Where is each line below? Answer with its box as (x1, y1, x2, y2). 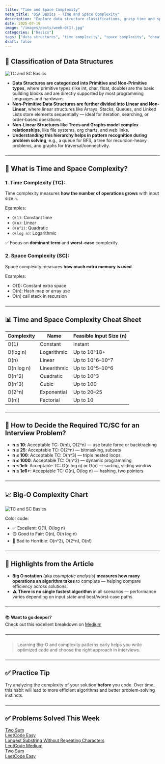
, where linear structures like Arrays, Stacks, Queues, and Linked (25, 106, 157, 112)
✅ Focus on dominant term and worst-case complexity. (5, 240, 119, 246)
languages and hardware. (12, 95, 64, 101)
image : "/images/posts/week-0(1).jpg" (5, 26, 84, 30)
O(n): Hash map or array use (12, 288, 70, 294)
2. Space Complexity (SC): (5, 253, 70, 259)
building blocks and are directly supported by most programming (12, 90, 144, 96)
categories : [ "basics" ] (5, 30, 54, 35)
